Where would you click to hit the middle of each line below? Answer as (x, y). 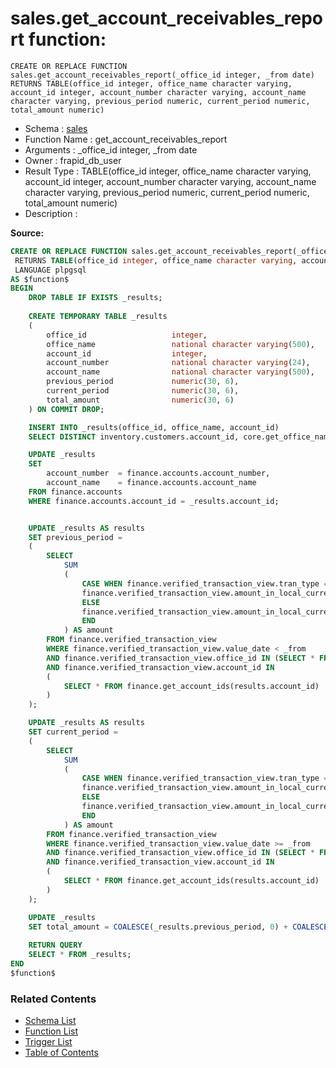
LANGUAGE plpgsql (50, 270)
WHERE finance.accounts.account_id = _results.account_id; (154, 501)
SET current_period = (73, 732)
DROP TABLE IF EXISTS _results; (95, 298)
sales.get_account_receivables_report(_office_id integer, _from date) (162, 75)
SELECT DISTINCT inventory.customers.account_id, (134, 437)
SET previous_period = (75, 537)
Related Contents (53, 999)
